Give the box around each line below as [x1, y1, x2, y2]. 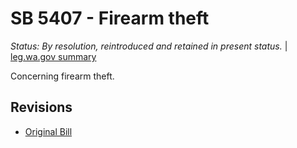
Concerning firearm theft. [10, 70, 115, 82]
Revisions [10, 99, 73, 116]
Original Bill [24, 125, 73, 137]
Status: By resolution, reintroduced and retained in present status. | [10, 40, 288, 52]
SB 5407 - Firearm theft [10, 7, 210, 30]
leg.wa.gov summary [10, 50, 97, 62]
